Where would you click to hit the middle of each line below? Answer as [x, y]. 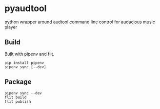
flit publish [18, 101]
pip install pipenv [24, 63]
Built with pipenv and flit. [30, 54]
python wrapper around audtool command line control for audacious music [80, 22]
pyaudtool [26, 8]
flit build [16, 97]
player [11, 27]
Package [18, 82]
